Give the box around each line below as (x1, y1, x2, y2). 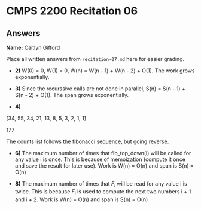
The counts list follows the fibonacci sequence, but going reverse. (6, 138, 169, 145)
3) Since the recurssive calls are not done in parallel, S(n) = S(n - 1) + (14, 85, 185, 92)
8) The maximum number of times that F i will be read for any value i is (14, 180, 187, 189)
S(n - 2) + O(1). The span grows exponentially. (14, 92, 129, 98)
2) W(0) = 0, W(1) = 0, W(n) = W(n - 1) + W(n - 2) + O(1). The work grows (14, 67, 195, 74)
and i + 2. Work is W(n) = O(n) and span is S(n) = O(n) (14, 196, 148, 203)
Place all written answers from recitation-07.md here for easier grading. (6, 56, 185, 62)
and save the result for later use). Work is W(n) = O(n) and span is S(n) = (14, 162, 194, 169)
